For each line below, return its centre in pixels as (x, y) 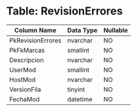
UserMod (23, 69)
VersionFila (25, 89)
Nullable (116, 30)
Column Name (35, 30)
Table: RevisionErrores (65, 11)
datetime (80, 99)
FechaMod (25, 99)
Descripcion (27, 60)
